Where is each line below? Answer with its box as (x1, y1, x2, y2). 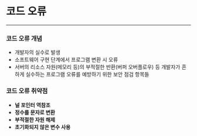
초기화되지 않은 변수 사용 (14, 123, 71, 130)
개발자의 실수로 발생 (14, 49, 60, 56)
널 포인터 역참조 (14, 101, 51, 108)
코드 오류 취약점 (6, 87, 48, 95)
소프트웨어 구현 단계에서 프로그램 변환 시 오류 (14, 56, 118, 63)
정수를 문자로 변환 (14, 108, 56, 115)
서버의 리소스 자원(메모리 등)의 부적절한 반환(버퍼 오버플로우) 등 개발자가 (14, 63, 181, 70)
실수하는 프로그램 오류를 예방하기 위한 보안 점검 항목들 (25, 71, 150, 78)
